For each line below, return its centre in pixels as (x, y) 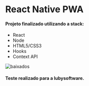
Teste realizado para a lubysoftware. (45, 78)
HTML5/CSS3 (27, 46)
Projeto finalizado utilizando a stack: (45, 23)
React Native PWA (44, 9)
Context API (25, 56)
